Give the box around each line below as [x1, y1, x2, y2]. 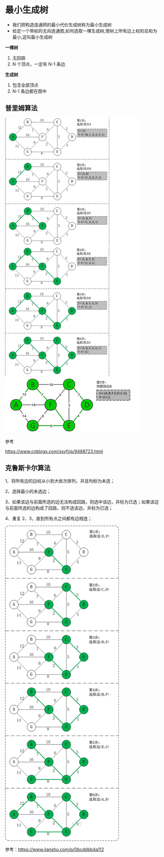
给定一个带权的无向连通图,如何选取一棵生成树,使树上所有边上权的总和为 [12, 28, 158, 33]
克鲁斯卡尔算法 [5, 464, 51, 472]
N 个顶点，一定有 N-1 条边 [12, 61, 66, 67]
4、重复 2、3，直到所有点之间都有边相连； [5, 515, 93, 521]
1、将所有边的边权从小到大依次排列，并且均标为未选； [5, 478, 115, 484]
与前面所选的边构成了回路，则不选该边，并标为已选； [5, 505, 113, 511]
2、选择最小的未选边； [5, 488, 51, 494]
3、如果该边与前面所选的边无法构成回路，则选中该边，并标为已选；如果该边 [5, 498, 159, 505]
